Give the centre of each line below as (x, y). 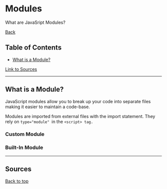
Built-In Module (24, 148)
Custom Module (25, 134)
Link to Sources (21, 69)
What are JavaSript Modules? (35, 22)
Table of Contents (34, 48)
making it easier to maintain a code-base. (48, 107)
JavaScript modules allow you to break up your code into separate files (78, 101)
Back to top (17, 181)
